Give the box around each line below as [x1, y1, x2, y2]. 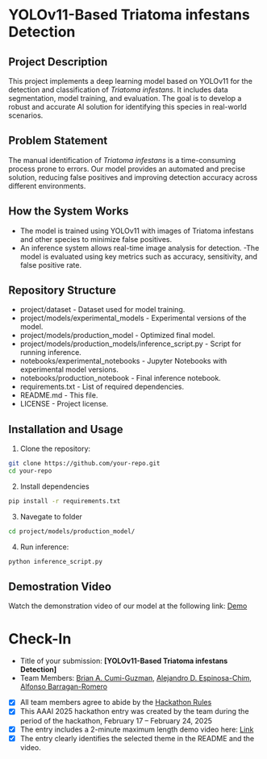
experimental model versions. [19, 365, 119, 374]
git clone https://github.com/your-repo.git [8, 460, 161, 468]
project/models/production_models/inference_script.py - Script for [19, 339, 242, 348]
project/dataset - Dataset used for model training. [19, 305, 186, 315]
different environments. [8, 181, 86, 190]
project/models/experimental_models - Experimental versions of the [19, 313, 247, 323]
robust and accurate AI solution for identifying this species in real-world [8, 102, 248, 111]
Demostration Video [8, 580, 111, 594]
